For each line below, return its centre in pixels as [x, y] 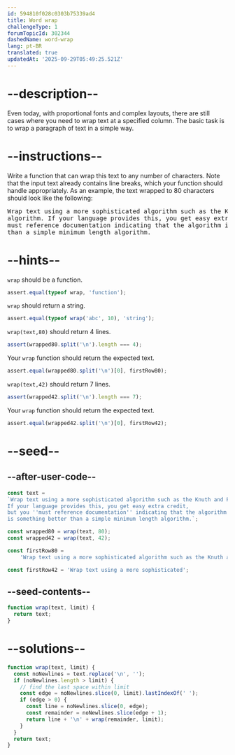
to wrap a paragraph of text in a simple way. [71, 128]
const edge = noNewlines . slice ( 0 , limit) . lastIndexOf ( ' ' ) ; [109, 693]
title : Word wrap [33, 20]
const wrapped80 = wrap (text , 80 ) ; [59, 532]
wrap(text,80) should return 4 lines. [59, 332]
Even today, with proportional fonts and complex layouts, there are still [108, 113]
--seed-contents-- [49, 591]
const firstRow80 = [36, 551]
